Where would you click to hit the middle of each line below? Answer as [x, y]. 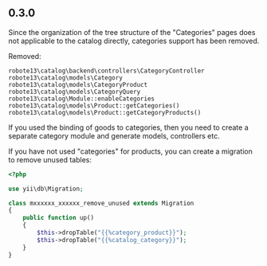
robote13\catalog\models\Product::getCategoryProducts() [105, 112]
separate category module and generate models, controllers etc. [114, 135]
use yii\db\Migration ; [46, 189]
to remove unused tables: [50, 159]
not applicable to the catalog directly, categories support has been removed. [134, 41]
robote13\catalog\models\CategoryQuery [75, 92]
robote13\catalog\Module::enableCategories [82, 99]
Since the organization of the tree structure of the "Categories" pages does [132, 32]
